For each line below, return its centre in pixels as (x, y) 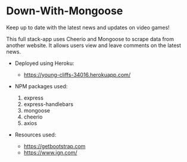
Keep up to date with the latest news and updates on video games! (88, 27)
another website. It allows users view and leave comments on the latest (94, 45)
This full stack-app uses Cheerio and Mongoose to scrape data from (90, 39)
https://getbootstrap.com (54, 146)
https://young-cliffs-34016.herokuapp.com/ (77, 74)
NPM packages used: (41, 86)
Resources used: (35, 135)
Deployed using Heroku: (44, 63)
